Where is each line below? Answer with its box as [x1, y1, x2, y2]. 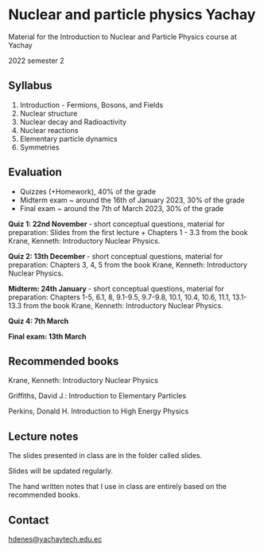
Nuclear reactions [19, 125, 79, 135]
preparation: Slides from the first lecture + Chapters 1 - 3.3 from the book [8, 227, 248, 237]
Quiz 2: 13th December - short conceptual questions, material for [8, 251, 223, 260]
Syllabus [8, 79, 53, 92]
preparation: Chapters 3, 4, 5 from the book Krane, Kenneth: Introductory [8, 260, 248, 269]
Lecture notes [8, 429, 79, 443]
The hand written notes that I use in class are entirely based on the [8, 482, 227, 491]
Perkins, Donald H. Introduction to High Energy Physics [8, 406, 189, 416]
